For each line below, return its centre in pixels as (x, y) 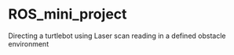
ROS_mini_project (68, 14)
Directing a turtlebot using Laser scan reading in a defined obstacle (117, 36)
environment (29, 43)
